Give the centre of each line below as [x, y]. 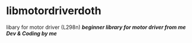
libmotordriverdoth [54, 11]
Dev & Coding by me [32, 33]
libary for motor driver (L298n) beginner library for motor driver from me [96, 27]
